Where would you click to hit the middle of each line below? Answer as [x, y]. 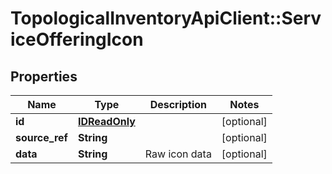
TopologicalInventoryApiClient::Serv [166, 18]
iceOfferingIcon [77, 39]
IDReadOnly [106, 121]
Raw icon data [178, 154]
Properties [44, 76]
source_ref [41, 137]
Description [178, 104]
